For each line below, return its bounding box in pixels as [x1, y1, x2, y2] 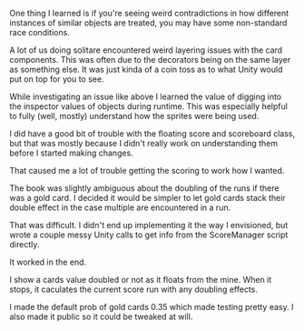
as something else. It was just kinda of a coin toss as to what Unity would [9, 64, 283, 75]
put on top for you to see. [9, 74, 104, 85]
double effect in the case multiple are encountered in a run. [9, 202, 231, 213]
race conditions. [9, 27, 70, 37]
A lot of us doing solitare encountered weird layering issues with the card [9, 45, 283, 55]
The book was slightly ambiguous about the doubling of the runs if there [9, 183, 279, 194]
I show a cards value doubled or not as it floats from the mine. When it [9, 275, 272, 285]
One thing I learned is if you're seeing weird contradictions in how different [9, 8, 289, 18]
